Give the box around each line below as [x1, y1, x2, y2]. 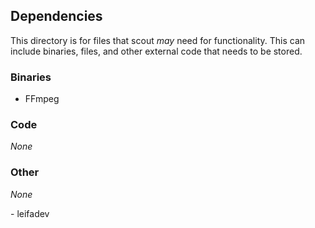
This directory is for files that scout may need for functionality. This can [10, 34, 306, 46]
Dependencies [10, 8, 103, 25]
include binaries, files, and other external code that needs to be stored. [10, 45, 303, 57]
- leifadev [10, 207, 50, 219]
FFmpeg [24, 93, 60, 105]
